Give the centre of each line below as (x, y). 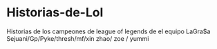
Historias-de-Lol (55, 13)
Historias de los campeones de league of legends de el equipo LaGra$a (108, 31)
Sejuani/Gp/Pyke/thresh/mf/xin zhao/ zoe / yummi (78, 38)
